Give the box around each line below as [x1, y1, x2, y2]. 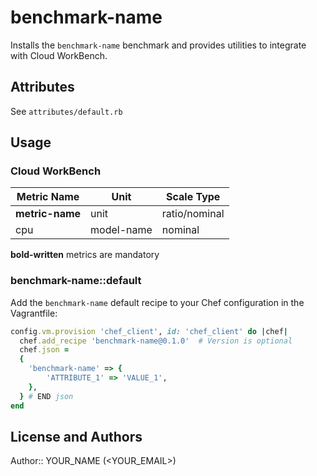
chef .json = [19, 345, 70, 355]
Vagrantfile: [10, 307, 58, 319]
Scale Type [165, 190, 221, 204]
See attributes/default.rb [10, 105, 123, 117]
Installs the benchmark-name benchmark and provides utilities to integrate [10, 39, 307, 51]
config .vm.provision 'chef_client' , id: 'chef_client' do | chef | [10, 326, 288, 336]
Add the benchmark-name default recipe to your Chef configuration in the [10, 296, 305, 308]
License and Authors [10, 429, 143, 445]
